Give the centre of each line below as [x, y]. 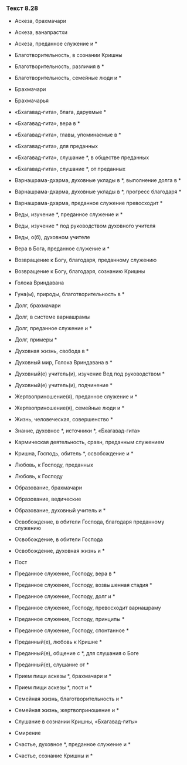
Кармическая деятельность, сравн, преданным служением [89, 442]
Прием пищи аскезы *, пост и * [53, 687]
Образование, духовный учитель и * [60, 511]
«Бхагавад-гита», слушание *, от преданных [70, 169]
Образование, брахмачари [48, 488]
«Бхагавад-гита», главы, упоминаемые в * [68, 135]
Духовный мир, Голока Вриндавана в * [63, 363]
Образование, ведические [48, 499]
